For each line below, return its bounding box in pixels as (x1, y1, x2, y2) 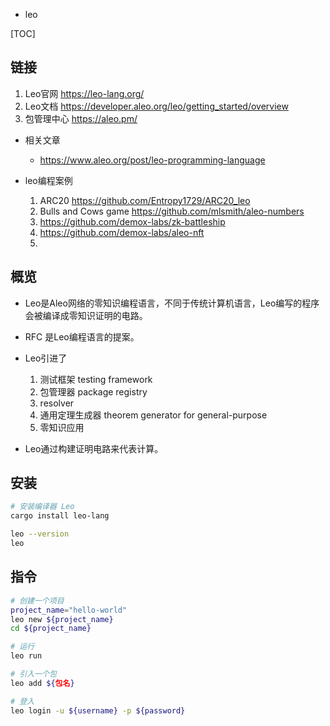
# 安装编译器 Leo (10, 502, 75, 512)
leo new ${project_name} (10, 614, 114, 624)
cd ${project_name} (10, 624, 92, 634)
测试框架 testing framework (39, 373, 153, 385)
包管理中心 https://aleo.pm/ (24, 112, 138, 124)
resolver (39, 397, 75, 409)
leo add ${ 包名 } (10, 678, 75, 688)
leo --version (10, 529, 70, 539)
